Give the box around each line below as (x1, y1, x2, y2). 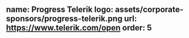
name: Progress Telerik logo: (6, 5, 114, 15)
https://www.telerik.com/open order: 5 (6, 23, 152, 33)
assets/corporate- (115, 5, 184, 15)
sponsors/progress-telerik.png (6, 14, 123, 24)
